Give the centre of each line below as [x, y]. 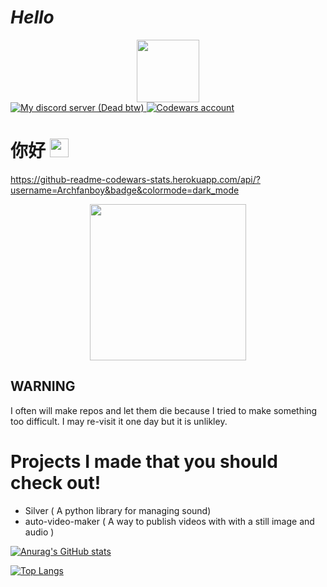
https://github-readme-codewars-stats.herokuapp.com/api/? [135, 179]
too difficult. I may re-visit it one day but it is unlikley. [119, 421]
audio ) [39, 532]
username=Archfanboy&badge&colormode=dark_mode [125, 190]
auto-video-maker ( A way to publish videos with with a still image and [169, 521]
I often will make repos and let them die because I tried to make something [164, 410]
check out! [56, 482]
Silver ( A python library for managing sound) [118, 510]
